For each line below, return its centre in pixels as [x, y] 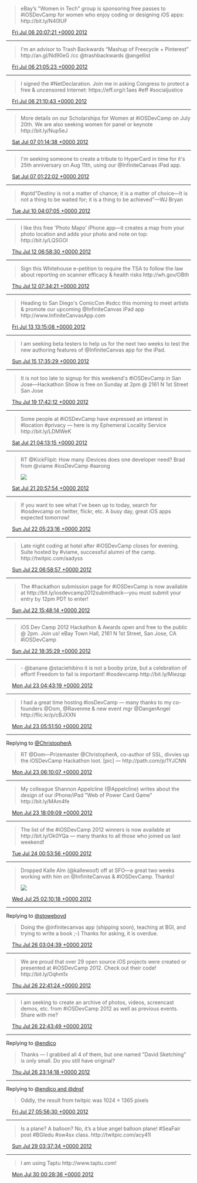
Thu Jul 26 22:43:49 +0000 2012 [52, 1026]
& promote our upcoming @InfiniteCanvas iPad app [82, 309]
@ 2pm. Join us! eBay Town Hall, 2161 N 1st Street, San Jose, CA [98, 633]
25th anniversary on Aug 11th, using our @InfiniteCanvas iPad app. [101, 165]
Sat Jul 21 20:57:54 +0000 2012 [50, 488]
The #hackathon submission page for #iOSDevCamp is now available [104, 587]
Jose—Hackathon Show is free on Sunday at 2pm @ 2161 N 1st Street [104, 384]
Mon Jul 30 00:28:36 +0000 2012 [52, 1174]
